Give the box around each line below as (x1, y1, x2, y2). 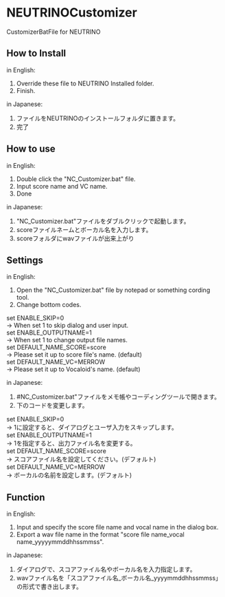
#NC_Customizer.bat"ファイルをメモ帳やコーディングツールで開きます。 (16, 392, 221, 401)
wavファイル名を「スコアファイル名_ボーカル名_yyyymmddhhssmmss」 (16, 574, 222, 583)
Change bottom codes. (16, 301, 82, 309)
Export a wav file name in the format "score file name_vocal (16, 530, 185, 538)
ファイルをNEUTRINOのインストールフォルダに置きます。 (16, 114, 180, 122)
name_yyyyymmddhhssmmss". (16, 538, 104, 546)
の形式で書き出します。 (16, 583, 83, 591)
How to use (6, 143, 56, 155)
